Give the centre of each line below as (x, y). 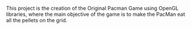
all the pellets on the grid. (37, 20)
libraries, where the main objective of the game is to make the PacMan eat (96, 14)
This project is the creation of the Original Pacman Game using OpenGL (92, 8)
